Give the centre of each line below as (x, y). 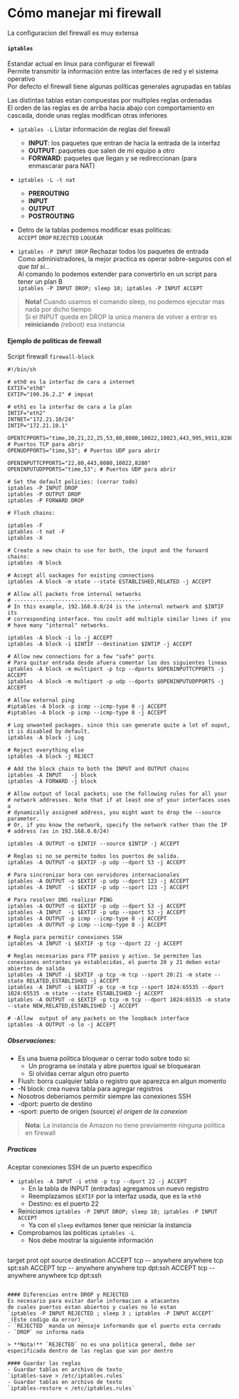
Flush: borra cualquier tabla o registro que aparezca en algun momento (122, 1081)
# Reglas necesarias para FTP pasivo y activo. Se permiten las (105, 956)
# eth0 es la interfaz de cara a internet (71, 382)
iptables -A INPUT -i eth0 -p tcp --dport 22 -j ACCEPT (102, 1182)
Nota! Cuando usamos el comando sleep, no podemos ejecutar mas (125, 302)
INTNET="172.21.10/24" (41, 420)
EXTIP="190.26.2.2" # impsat (51, 395)
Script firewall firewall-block (51, 357)
